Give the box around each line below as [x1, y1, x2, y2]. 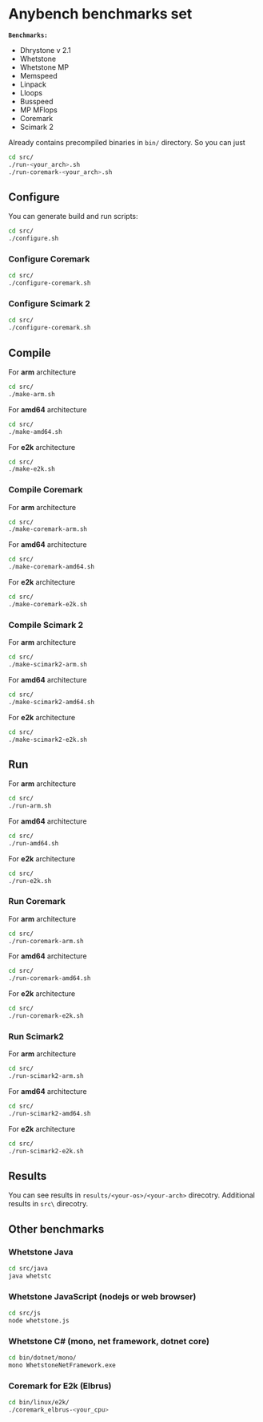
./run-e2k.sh [8, 877, 52, 885]
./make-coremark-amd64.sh [8, 563, 94, 571]
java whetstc [8, 1272, 52, 1280]
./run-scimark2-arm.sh [8, 1072, 84, 1080]
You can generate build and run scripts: [8, 212, 138, 221]
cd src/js [8, 1309, 42, 1318]
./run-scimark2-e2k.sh [8, 1147, 84, 1155]
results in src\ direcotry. [8, 1199, 89, 1209]
